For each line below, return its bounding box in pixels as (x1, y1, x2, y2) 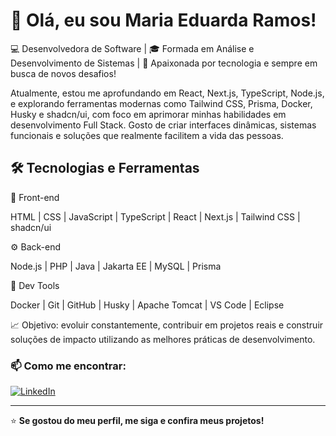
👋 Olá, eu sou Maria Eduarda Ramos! (10, 9, 317, 32)
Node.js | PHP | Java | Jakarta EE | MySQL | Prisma (10, 260, 222, 272)
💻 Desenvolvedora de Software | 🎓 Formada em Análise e (10, 42, 255, 54)
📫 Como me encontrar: (10, 359, 127, 373)
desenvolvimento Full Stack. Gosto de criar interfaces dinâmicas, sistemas (10, 119, 317, 131)
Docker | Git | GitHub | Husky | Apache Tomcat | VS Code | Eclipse (10, 299, 285, 311)
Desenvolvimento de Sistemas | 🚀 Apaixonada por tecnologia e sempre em (10, 57, 318, 69)
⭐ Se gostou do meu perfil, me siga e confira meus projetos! (10, 415, 265, 427)
